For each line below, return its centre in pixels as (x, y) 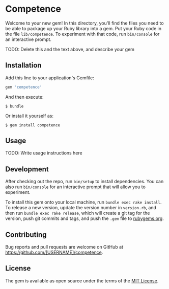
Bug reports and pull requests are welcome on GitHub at (64, 247)
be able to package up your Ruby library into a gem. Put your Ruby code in (83, 28)
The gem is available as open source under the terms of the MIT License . (82, 281)
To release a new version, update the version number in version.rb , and (81, 208)
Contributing (26, 235)
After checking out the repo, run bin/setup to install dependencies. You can (84, 182)
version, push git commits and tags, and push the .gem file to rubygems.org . (85, 218)
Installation (23, 65)
